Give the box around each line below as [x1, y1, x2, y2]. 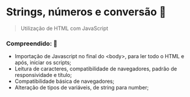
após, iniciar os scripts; [14, 59, 72, 66]
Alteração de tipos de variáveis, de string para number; [14, 84, 149, 91]
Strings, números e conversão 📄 [6, 5, 166, 19]
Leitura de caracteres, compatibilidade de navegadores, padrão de [14, 65, 177, 72]
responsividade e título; [14, 72, 72, 79]
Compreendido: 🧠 [6, 39, 58, 48]
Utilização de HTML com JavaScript [20, 25, 109, 32]
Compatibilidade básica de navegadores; [14, 78, 114, 85]
